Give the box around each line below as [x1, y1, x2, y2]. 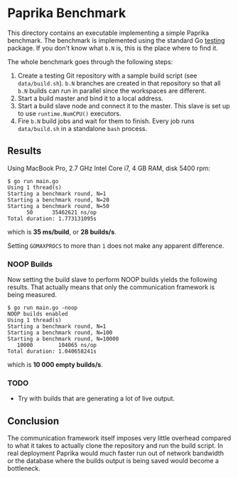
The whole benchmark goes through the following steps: [7, 57, 173, 66]
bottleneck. [7, 464, 40, 473]
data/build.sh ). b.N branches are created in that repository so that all [17, 78, 221, 87]
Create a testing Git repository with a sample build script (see [17, 71, 198, 80]
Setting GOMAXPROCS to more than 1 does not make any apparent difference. [7, 241, 225, 250]
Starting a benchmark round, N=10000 [7, 336, 119, 343]
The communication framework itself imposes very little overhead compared [7, 434, 232, 442]
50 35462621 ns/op [26, 209, 97, 216]
